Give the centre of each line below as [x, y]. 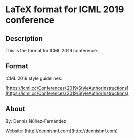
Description [24, 38]
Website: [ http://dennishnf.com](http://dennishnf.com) [62, 131]
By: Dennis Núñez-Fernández [36, 121]
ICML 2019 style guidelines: [34, 78]
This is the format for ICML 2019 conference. [52, 50]
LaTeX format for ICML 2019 [65, 9]
